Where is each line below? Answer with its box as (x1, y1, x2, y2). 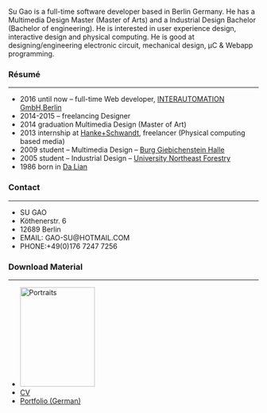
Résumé (8, 68, 41, 80)
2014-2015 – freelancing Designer (19, 111, 131, 121)
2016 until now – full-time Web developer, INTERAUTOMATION (19, 95, 225, 104)
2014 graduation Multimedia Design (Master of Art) (19, 119, 187, 130)
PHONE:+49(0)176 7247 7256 (19, 241, 118, 251)
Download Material (8, 261, 83, 272)
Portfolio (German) (19, 395, 81, 405)
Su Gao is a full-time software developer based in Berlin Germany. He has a (8, 7, 256, 16)
